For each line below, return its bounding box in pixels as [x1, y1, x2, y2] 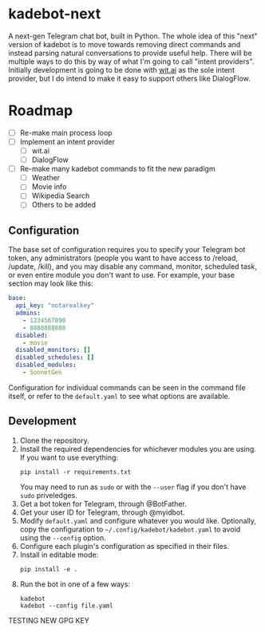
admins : [15, 309, 42, 317]
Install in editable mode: [19, 550, 99, 559]
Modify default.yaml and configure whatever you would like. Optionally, [19, 515, 257, 525]
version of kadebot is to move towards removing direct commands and [8, 39, 241, 49]
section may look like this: [8, 278, 93, 288]
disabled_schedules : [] [15, 354, 94, 361]
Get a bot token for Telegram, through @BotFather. [19, 499, 188, 508]
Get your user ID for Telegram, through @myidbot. [19, 508, 185, 517]
